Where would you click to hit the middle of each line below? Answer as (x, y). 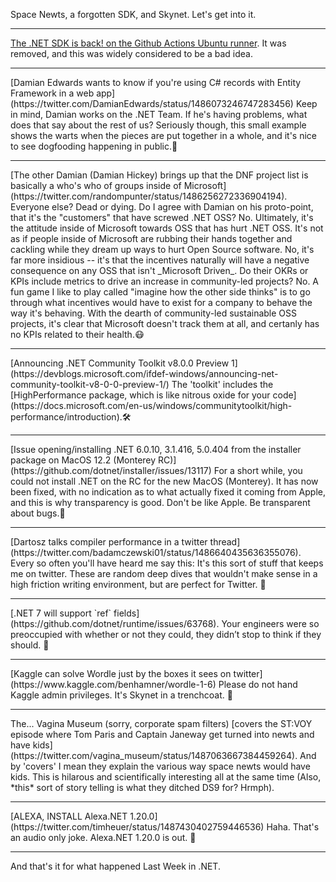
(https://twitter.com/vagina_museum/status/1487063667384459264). (154, 755)
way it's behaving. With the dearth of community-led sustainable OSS (153, 313)
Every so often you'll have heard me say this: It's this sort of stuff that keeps (167, 563)
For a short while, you (258, 470)
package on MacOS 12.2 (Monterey (83, 460)
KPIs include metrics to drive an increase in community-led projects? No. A (165, 281)
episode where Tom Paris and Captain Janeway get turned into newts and (162, 734)
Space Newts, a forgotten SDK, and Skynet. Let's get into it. (133, 14)
